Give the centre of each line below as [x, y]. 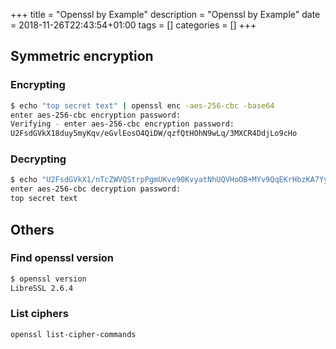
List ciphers [39, 314]
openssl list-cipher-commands [73, 334]
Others [32, 229]
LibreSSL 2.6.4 [42, 288]
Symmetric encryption [82, 56]
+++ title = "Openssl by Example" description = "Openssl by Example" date [165, 14]
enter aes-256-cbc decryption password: [96, 189]
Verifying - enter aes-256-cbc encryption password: [122, 124]
